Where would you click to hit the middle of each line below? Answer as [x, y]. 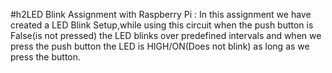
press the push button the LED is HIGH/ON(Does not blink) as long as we [160, 46]
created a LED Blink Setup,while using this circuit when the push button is [162, 25]
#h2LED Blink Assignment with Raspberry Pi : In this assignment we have [161, 14]
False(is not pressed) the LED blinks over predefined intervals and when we [166, 35]
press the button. [46, 57]
